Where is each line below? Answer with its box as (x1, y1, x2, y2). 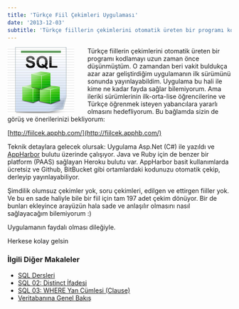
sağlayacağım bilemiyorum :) (7, 209, 92, 218)
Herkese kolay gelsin (7, 237, 69, 246)
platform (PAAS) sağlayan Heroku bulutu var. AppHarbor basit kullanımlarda (7, 157, 229, 167)
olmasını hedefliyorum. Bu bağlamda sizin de (87, 108, 219, 116)
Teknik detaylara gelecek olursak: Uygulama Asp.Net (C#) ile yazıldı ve (7, 142, 215, 151)
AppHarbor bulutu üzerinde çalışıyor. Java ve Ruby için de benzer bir (7, 150, 209, 159)
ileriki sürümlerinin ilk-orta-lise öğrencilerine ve (87, 93, 226, 101)
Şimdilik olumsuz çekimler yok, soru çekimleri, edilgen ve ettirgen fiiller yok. (7, 187, 230, 195)
